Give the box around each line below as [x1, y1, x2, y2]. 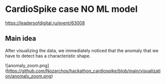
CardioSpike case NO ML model [5, 3, 138, 15]
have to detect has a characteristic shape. [5, 53, 91, 59]
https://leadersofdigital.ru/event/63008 [5, 20, 85, 26]
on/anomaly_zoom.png [5, 73, 52, 79]
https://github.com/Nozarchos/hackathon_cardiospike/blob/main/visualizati [6, 68, 161, 74]
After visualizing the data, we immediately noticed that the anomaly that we [5, 47, 159, 53]
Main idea [5, 34, 36, 43]
